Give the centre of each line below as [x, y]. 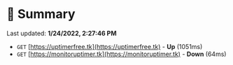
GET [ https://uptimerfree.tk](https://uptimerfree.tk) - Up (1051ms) [110, 46]
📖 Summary [41, 14]
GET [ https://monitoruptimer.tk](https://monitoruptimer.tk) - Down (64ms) [121, 54]
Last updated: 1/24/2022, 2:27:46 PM [62, 33]
